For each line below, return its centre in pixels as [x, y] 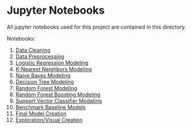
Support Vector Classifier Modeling [58, 101]
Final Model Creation [41, 113]
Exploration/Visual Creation [49, 119]
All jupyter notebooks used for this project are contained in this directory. [97, 27]
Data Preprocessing [40, 56]
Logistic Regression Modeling [52, 63]
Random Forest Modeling [46, 88]
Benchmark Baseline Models [50, 107]
